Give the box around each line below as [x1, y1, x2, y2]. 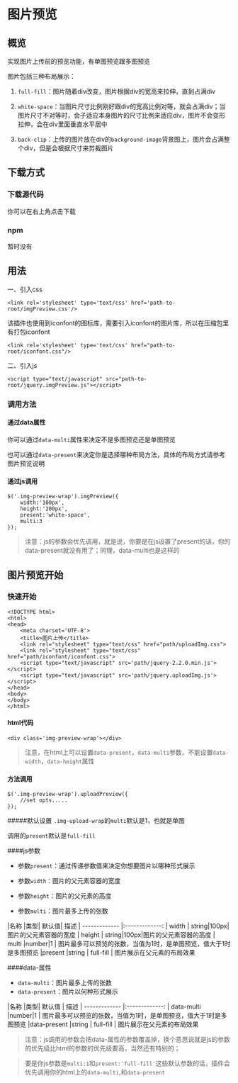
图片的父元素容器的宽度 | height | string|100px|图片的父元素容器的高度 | [7, 931, 216, 939]
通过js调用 [7, 476, 38, 486]
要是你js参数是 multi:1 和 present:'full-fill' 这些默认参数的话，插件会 [24, 1059, 230, 1067]
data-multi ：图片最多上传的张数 [17, 979, 112, 987]
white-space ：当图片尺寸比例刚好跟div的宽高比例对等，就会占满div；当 [17, 102, 226, 111]
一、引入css [7, 285, 42, 293]
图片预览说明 [7, 459, 45, 468]
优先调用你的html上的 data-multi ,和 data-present [24, 1068, 165, 1077]
